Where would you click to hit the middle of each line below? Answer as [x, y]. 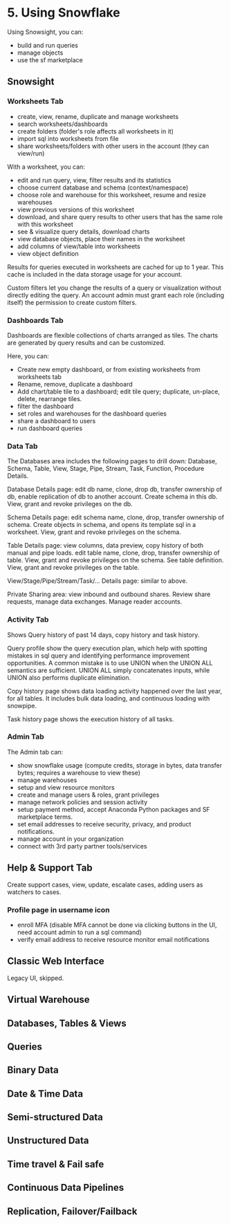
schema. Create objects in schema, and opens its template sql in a [102, 525]
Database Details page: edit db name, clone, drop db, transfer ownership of [115, 490]
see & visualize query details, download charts [83, 231]
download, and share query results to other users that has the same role [120, 216]
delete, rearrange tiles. [49, 398]
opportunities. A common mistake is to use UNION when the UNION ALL [110, 662]
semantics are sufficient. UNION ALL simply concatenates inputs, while [109, 670]
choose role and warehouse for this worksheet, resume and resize [111, 194]
